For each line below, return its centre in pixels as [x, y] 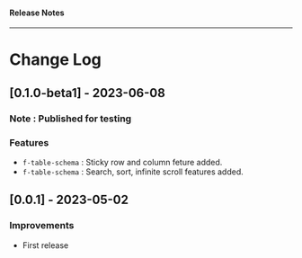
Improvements [42, 226]
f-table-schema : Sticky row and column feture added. [122, 162]
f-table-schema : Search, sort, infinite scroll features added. [133, 172]
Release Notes [37, 13]
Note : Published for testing [71, 119]
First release [45, 245]
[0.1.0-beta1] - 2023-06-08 [88, 93]
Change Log [55, 60]
